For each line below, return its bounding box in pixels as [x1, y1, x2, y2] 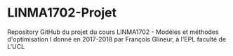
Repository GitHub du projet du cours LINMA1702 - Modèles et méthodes [7, 28, 219, 36]
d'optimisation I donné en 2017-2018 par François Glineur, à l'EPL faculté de [7, 35, 227, 43]
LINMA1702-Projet [7, 5, 117, 21]
